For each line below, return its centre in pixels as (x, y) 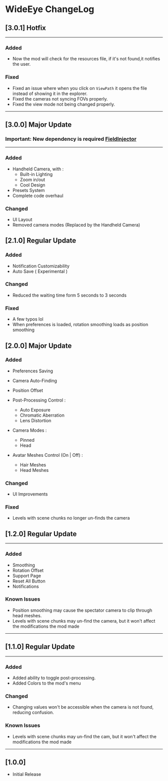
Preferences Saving (33, 371)
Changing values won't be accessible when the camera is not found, (83, 707)
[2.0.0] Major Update (38, 346)
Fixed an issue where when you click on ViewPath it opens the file (80, 88)
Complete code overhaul (38, 196)
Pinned (27, 440)
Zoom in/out (32, 179)
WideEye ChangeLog (50, 9)
